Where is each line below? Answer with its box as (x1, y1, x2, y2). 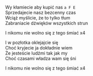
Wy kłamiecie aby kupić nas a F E (5, 4, 75, 10)
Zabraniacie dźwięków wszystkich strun (5, 20, 88, 26)
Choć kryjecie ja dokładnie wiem (5, 45, 73, 50)
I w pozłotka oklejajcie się (5, 39, 59, 45)
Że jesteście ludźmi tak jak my (5, 50, 68, 56)
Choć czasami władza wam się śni (5, 55, 76, 61)
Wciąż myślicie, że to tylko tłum (5, 15, 70, 20)
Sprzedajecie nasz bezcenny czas (5, 9, 76, 15)
